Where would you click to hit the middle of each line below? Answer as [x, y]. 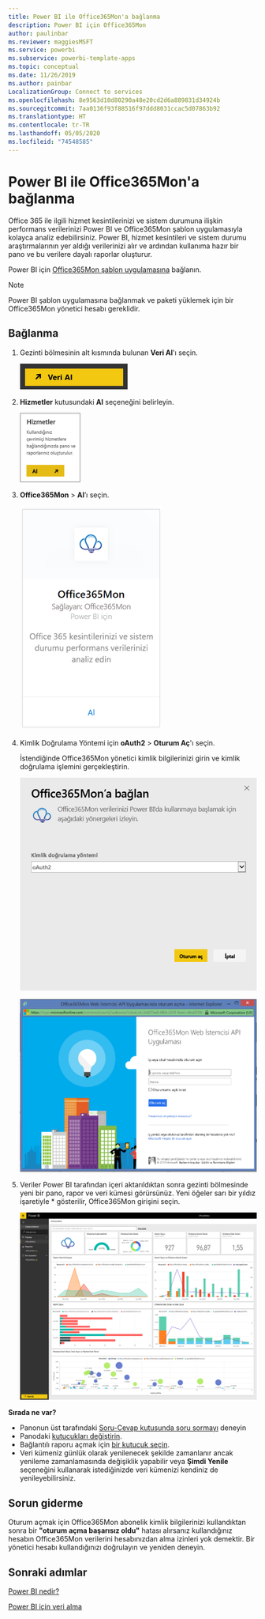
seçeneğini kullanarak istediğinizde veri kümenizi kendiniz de [119, 1470]
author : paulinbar [38, 33]
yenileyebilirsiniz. [48, 1478]
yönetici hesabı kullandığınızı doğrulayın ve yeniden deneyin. [106, 1547]
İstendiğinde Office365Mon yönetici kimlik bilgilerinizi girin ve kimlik [130, 758]
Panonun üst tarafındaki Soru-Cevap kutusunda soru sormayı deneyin [133, 1428]
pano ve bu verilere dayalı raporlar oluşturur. [80, 254]
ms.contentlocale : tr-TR [49, 125]
